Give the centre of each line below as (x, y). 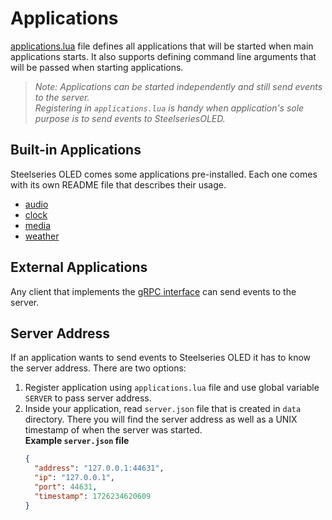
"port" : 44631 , (66, 487)
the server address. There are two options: (98, 368)
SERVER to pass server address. (88, 398)
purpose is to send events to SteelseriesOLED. (130, 118)
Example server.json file (77, 441)
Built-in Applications (76, 150)
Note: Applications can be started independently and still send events (178, 86)
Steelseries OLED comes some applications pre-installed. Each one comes (164, 174)
